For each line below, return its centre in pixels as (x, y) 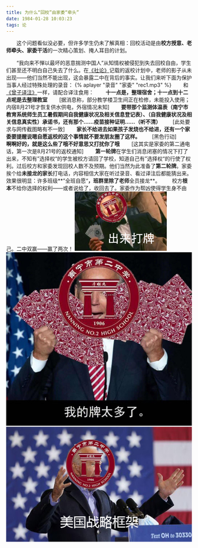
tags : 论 (16, 25)
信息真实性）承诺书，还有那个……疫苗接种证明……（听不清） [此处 (98, 122)
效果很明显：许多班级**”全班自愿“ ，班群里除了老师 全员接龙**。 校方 (94, 181)
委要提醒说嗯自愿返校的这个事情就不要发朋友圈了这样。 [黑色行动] (91, 137)
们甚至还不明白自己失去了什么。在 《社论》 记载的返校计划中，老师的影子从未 (99, 70)
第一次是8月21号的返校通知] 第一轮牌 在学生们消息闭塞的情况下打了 (102, 151)
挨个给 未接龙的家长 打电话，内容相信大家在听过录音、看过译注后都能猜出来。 (99, 173)
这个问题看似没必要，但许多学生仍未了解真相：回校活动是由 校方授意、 (102, 43)
